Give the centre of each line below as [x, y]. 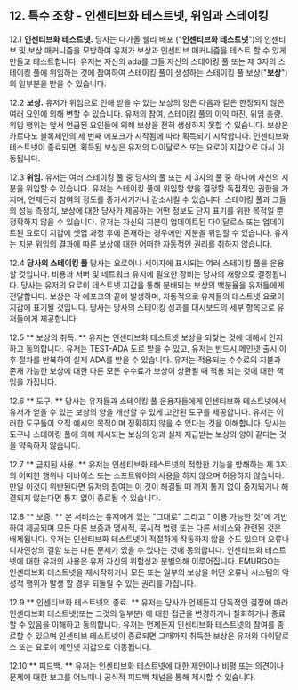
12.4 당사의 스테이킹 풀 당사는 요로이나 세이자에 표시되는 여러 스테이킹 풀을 [139, 263]
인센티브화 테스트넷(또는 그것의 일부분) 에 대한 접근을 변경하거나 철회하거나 [139, 613]
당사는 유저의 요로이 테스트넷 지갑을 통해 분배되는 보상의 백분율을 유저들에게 [153, 285]
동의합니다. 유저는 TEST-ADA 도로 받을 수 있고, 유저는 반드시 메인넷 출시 [151, 348]
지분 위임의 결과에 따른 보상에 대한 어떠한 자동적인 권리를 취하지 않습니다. [145, 244]
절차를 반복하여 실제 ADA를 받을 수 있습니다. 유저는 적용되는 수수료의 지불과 [150, 360]
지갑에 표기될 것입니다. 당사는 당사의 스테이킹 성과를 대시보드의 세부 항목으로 [142, 307]
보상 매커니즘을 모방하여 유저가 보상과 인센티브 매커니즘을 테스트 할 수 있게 [157, 50]
